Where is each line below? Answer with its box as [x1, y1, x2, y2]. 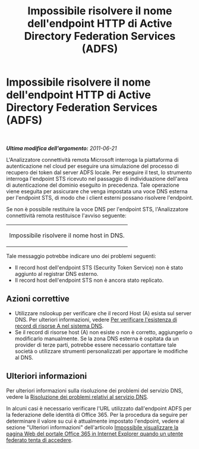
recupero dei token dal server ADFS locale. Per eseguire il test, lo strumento [6, 168, 192, 176]
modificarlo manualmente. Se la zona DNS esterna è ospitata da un [14, 335, 179, 342]
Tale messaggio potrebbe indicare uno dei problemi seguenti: [6, 252, 156, 259]
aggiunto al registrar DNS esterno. [14, 270, 99, 277]
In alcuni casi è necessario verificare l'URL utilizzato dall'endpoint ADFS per [6, 404, 192, 412]
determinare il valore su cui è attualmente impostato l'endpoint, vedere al [6, 417, 185, 425]
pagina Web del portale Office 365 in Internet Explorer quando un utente [6, 430, 184, 437]
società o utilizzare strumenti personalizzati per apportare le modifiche [14, 347, 188, 354]
